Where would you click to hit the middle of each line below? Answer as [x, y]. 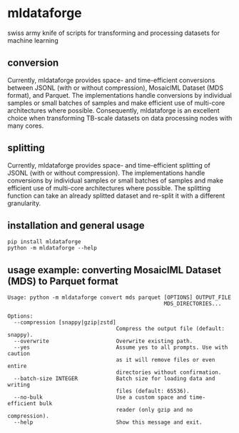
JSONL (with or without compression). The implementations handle [106, 173]
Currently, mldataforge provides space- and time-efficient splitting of [109, 165]
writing [19, 385]
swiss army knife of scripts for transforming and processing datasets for [113, 33]
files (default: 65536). [153, 391]
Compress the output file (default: [170, 329]
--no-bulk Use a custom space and [100, 397]
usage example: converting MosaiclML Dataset [114, 270]
